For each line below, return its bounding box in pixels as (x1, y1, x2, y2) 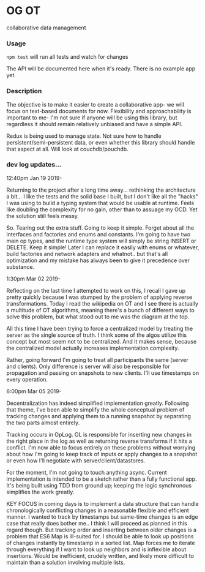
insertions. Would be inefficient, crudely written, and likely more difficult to (6, 552, 195, 559)
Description (6, 87, 42, 96)
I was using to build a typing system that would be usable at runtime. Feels (6, 199, 195, 206)
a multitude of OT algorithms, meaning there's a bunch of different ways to (6, 306, 195, 314)
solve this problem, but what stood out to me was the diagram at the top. (6, 313, 190, 320)
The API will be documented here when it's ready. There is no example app (6, 65, 196, 72)
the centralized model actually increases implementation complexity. (6, 344, 179, 352)
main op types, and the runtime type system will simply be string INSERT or (6, 237, 197, 244)
